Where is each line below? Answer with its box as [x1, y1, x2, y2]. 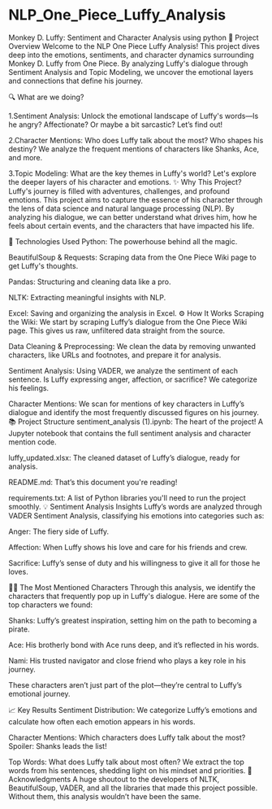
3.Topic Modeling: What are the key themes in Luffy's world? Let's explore [8, 168, 257, 178]
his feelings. [8, 383, 50, 392]
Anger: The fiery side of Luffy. [8, 527, 110, 536]
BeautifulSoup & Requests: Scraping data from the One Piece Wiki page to [8, 252, 257, 262]
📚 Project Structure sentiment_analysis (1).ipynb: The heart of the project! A [8, 417, 264, 426]
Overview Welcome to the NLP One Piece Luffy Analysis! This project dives [8, 41, 260, 50]
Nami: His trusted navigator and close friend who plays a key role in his [8, 655, 246, 665]
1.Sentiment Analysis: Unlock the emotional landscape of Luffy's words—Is [8, 111, 259, 120]
